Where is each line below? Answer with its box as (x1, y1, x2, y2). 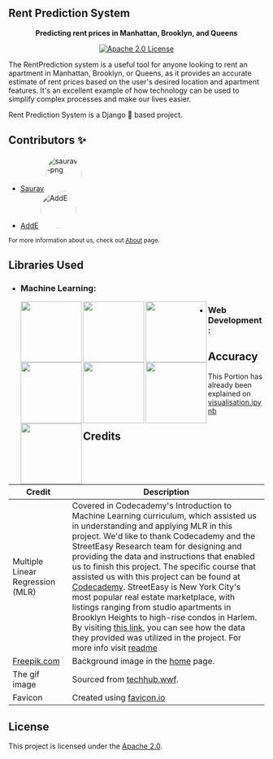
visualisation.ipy (207, 397, 262, 407)
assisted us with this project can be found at (71, 571, 241, 583)
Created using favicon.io (71, 692, 166, 704)
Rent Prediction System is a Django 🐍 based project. (8, 110, 183, 119)
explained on (207, 388, 252, 398)
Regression (12, 576, 56, 588)
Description (143, 487, 189, 498)
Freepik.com (12, 656, 60, 667)
